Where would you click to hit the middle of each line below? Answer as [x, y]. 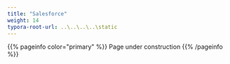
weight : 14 [23, 20]
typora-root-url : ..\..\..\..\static [62, 27]
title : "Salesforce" [38, 14]
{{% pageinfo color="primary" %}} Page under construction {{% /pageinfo [115, 47]
